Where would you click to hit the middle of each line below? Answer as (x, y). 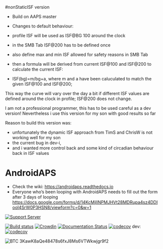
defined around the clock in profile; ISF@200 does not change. (69, 99)
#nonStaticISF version (27, 7)
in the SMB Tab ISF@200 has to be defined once (61, 45)
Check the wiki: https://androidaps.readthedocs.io (63, 186)
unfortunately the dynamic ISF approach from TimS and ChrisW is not (82, 132)
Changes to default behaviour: (43, 26)
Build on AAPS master (34, 16)
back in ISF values (31, 153)
